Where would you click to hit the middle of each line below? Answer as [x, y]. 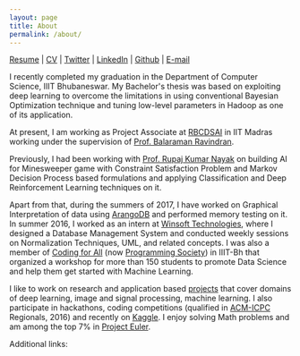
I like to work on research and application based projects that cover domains [150, 289]
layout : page [34, 17]
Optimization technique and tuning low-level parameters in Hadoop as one [146, 106]
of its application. [41, 115]
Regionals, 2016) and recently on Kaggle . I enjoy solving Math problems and [150, 318]
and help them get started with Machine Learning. [102, 271]
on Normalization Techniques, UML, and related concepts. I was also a [140, 243]
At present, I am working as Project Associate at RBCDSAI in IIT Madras [141, 132]
